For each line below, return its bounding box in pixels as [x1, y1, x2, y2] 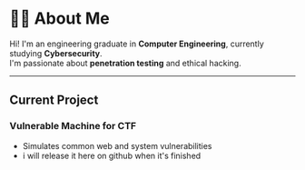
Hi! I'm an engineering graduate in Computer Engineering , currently [9, 38, 265, 49]
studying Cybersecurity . [9, 47, 103, 58]
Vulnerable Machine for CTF [9, 120, 137, 133]
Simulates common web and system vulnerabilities [22, 140, 212, 151]
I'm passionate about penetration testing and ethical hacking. [9, 57, 242, 68]
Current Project [9, 93, 99, 108]
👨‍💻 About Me [9, 8, 111, 29]
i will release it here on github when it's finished [22, 150, 202, 161]
